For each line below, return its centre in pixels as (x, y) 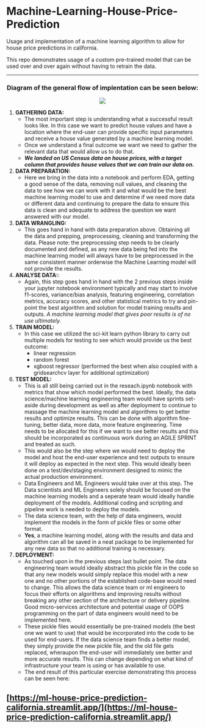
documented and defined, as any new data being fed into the (101, 249)
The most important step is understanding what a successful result (109, 119)
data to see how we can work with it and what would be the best (105, 190)
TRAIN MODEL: (35, 327)
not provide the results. (53, 269)
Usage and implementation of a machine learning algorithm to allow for (95, 41)
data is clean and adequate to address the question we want (100, 210)
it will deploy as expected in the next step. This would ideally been (107, 464)
